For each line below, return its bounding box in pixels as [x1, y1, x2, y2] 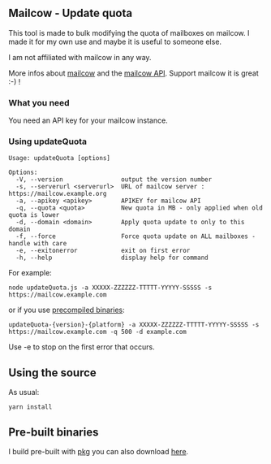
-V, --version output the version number [15, 176, 213, 184]
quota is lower [8, 211, 60, 219]
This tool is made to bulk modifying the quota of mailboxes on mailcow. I [8, 28, 250, 37]
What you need [8, 97, 71, 108]
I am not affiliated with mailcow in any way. [8, 52, 152, 62]
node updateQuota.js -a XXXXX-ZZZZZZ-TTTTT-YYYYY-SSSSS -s [8, 284, 213, 292]
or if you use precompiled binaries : [8, 305, 126, 315]
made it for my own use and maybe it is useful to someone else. [8, 37, 222, 46]
